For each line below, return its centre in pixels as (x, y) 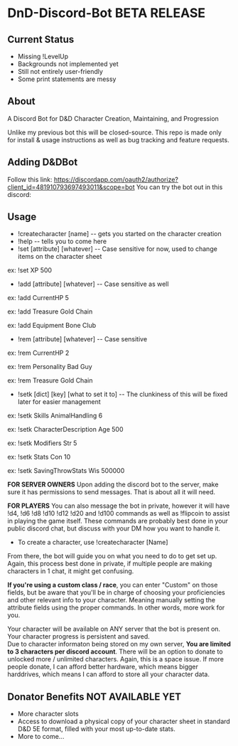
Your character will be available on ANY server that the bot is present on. (114, 629)
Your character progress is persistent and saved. (79, 636)
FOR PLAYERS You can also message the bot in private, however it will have (119, 506)
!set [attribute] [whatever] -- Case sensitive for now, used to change (118, 249)
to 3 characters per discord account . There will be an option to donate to (115, 651)
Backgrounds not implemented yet (68, 64)
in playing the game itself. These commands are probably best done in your (118, 521)
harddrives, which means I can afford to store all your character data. (108, 674)
